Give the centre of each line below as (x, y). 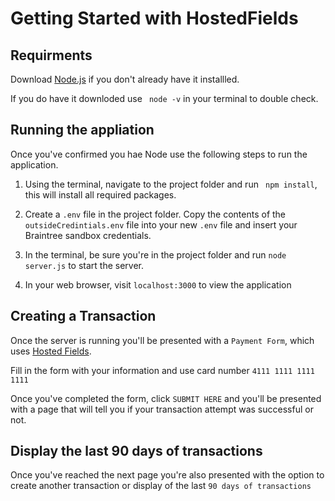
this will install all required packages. (100, 194)
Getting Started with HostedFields (154, 18)
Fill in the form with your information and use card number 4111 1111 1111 (162, 370)
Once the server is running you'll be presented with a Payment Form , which (162, 340)
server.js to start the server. (84, 265)
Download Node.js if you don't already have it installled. (125, 79)
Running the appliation (82, 130)
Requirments (51, 55)
